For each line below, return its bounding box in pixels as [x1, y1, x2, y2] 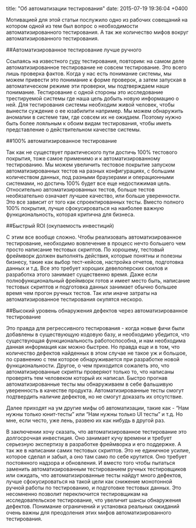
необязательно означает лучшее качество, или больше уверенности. [6, 193, 181, 199]
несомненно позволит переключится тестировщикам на [6, 491, 148, 497]
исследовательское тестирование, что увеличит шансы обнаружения [6, 497, 181, 503]
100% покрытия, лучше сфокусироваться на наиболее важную [6, 205, 164, 211]
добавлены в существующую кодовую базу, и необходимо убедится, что [6, 331, 190, 338]
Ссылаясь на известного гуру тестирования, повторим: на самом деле [6, 58, 185, 64]
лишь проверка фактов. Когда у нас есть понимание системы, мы [6, 70, 171, 77]
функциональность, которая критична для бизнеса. [6, 211, 135, 218]
